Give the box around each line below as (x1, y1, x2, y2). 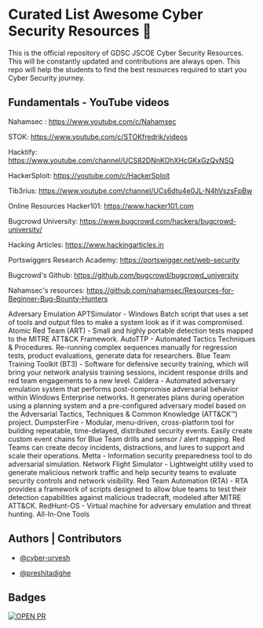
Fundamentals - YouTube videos (8, 96, 170, 109)
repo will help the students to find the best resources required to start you (8, 64, 247, 74)
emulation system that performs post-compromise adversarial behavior (8, 384, 239, 393)
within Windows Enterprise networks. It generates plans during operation (8, 392, 245, 402)
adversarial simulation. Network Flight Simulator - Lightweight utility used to (8, 459, 254, 469)
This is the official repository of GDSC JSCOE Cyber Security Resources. (8, 48, 244, 57)
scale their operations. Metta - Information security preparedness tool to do (8, 451, 253, 460)
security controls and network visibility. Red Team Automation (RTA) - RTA (8, 476, 249, 485)
